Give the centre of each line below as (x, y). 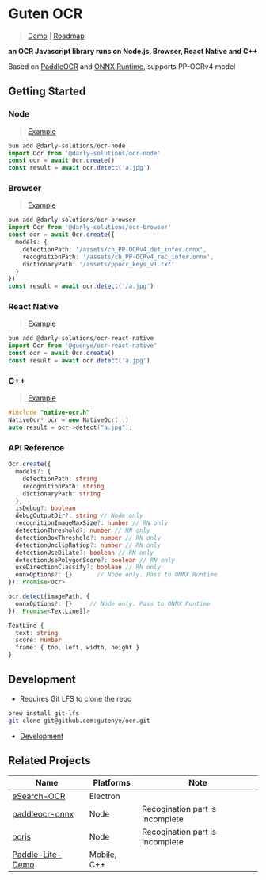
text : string (37, 633)
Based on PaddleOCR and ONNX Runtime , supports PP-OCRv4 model (122, 66)
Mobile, (103, 855)
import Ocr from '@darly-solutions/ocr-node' (84, 153)
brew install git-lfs (44, 713)
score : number (38, 640)
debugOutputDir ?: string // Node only (80, 516)
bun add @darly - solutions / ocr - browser (72, 220)
